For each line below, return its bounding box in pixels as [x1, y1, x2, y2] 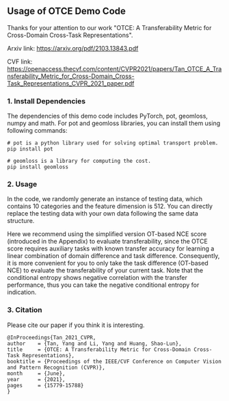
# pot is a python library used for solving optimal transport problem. [7, 140, 219, 146]
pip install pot [7, 146, 53, 153]
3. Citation [7, 305, 42, 315]
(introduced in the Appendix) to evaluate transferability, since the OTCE [7, 237, 208, 246]
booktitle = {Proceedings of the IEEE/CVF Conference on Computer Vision [7, 358, 222, 365]
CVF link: [7, 57, 33, 66]
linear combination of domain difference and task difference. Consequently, [7, 252, 220, 260]
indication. [7, 288, 37, 296]
